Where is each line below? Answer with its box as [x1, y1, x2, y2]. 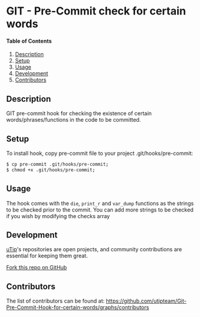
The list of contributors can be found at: [6, 297, 105, 305]
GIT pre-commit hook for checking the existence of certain [6, 110, 152, 117]
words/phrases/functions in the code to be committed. [6, 116, 141, 124]
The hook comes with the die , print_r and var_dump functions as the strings [6, 199, 194, 207]
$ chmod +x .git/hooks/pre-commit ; [6, 167, 95, 173]
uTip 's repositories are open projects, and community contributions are [6, 246, 182, 253]
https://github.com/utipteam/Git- [106, 297, 187, 305]
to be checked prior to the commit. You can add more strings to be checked [6, 206, 194, 213]
